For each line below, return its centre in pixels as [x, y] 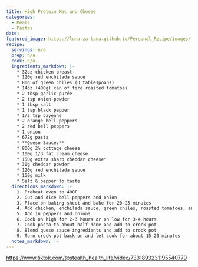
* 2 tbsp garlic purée [44, 94]
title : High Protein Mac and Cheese [51, 11]
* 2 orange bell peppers [47, 121]
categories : [21, 17]
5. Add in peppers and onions [54, 214]
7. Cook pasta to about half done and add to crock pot [87, 225]
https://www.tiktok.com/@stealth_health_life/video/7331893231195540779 [97, 258]
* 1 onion [29, 132]
